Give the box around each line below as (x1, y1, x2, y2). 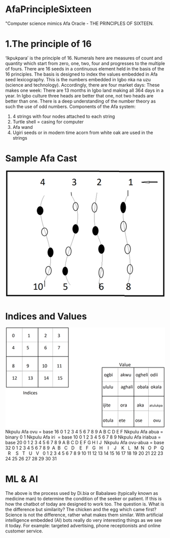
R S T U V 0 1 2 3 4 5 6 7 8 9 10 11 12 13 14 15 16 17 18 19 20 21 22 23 (7, 450, 163, 456)
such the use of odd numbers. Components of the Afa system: (5, 103, 136, 110)
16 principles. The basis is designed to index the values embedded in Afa (5, 71, 158, 77)
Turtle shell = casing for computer (12, 118, 84, 125)
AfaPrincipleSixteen (5, 4, 92, 15)
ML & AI (5, 474, 38, 485)
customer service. (5, 528, 43, 534)
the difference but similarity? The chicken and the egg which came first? (5, 506, 157, 512)
